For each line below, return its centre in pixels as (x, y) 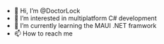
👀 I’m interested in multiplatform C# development (85, 18)
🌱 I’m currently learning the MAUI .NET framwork (85, 25)
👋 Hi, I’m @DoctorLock (47, 11)
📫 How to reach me (43, 34)
